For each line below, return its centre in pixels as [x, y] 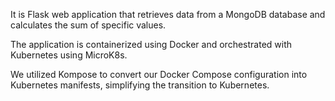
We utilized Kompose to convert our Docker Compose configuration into [159, 74]
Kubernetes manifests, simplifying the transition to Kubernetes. [140, 85]
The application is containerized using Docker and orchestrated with [151, 44]
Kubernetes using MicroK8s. [69, 55]
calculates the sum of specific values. [88, 25]
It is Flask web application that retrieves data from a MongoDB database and [168, 14]
